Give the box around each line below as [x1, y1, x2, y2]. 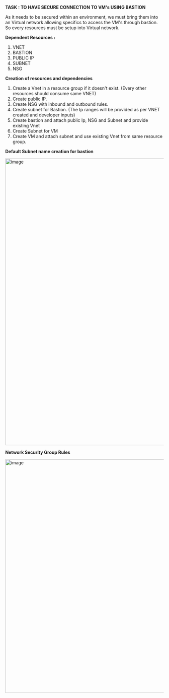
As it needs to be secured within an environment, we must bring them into [5, 14, 158, 20]
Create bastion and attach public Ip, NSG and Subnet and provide [12, 117, 148, 123]
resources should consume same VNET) [12, 91, 97, 96]
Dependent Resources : [5, 35, 55, 40]
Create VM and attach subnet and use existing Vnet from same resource [12, 133, 162, 139]
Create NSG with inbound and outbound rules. [12, 101, 109, 107]
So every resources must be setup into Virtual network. [5, 25, 120, 31]
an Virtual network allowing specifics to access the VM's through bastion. [5, 20, 158, 25]
